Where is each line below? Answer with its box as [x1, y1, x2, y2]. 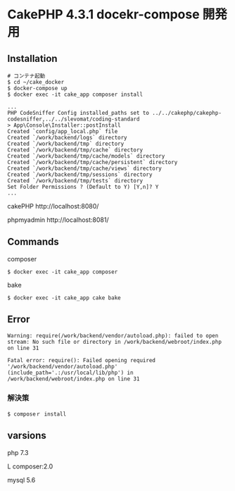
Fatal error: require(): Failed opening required [7, 356, 156, 363]
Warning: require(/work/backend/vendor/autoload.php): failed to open [7, 332, 219, 339]
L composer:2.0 [7, 462, 53, 471]
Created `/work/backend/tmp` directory [7, 140, 125, 147]
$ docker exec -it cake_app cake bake [7, 294, 121, 302]
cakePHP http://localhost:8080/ [7, 202, 99, 210]
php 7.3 [7, 448, 29, 456]
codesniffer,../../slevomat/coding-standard [7, 116, 140, 123]
